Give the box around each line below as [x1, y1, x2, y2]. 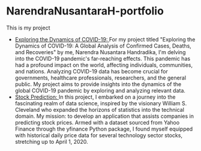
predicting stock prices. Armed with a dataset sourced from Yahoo [14, 119, 180, 126]
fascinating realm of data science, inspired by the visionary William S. [14, 99, 187, 106]
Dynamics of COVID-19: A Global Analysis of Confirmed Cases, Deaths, [14, 42, 192, 49]
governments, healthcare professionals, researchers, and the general [14, 74, 187, 81]
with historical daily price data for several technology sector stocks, [14, 131, 183, 139]
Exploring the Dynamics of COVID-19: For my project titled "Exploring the [14, 35, 196, 43]
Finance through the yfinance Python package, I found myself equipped [14, 125, 193, 132]
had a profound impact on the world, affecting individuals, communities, [14, 61, 193, 69]
